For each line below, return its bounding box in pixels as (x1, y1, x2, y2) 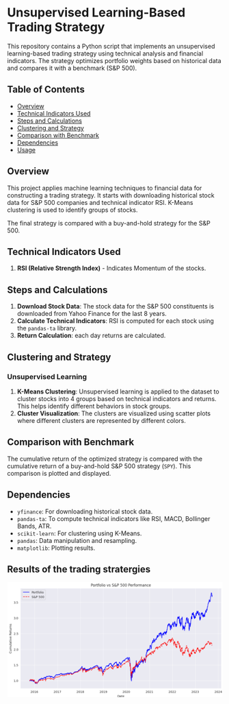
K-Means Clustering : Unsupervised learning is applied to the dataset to (16, 387, 220, 396)
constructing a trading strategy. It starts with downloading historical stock (7, 191, 215, 199)
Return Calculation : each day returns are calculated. (16, 331, 166, 340)
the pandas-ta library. (16, 324, 77, 332)
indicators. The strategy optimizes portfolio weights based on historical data (7, 56, 221, 64)
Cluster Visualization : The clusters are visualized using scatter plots (16, 409, 211, 417)
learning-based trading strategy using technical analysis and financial (7, 49, 204, 58)
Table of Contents (7, 84, 85, 95)
